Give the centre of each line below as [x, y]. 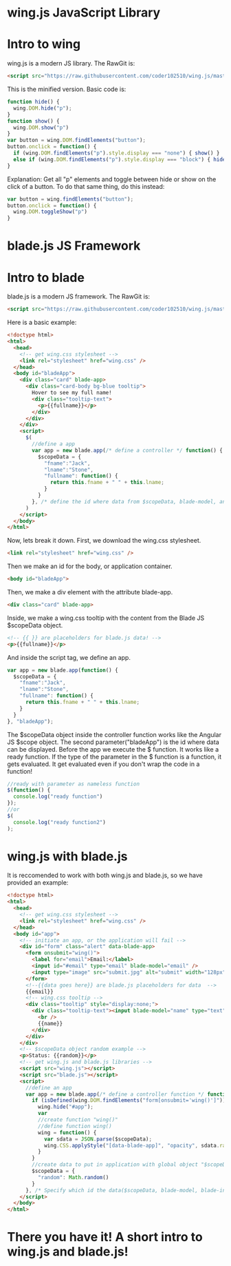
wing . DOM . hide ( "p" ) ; [43, 108]
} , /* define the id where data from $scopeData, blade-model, [124, 501]
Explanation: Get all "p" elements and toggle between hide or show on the [112, 179]
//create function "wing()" [78, 1120]
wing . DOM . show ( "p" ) [41, 128]
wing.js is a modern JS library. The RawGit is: [71, 63]
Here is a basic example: [42, 323]
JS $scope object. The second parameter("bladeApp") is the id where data [113, 742]
